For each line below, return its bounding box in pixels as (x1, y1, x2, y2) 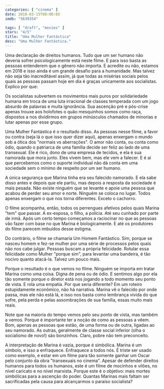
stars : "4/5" (5, 30, 32, 35)
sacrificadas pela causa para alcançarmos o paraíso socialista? (5, 378, 133, 384)
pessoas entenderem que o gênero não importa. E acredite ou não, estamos (5, 62, 159, 69)
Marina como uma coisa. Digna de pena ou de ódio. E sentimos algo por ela (5, 271, 158, 277)
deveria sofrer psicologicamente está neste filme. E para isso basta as (5, 57, 147, 63)
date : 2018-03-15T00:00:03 (5, 12, 60, 17)
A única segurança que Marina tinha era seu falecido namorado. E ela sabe (5, 175, 157, 181)
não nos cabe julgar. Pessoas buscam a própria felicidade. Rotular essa (5, 246, 149, 252)
